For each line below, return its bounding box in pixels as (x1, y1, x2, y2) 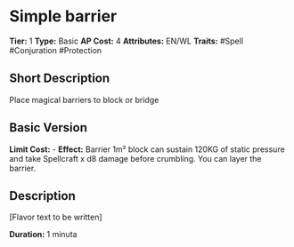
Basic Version (9, 120, 87, 135)
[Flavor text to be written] (9, 211, 102, 223)
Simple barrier (9, 6, 118, 27)
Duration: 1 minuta (9, 229, 78, 240)
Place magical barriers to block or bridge (9, 94, 159, 105)
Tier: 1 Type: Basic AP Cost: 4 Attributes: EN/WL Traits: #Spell (9, 36, 243, 46)
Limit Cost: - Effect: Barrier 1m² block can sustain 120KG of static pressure (9, 144, 285, 155)
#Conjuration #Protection (9, 44, 102, 55)
